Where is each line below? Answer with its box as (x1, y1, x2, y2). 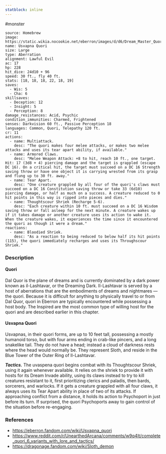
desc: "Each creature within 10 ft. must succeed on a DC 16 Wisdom (14, 203, 158, 208)
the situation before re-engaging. (5, 404, 73, 410)
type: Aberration (5, 52, 41, 57)
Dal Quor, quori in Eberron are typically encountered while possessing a (5, 298, 152, 304)
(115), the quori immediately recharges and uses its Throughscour (5, 238, 147, 243)
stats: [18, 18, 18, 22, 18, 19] (5, 78, 74, 83)
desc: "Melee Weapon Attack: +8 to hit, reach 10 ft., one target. (14, 156, 156, 161)
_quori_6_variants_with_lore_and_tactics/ (12, 438, 95, 444)
